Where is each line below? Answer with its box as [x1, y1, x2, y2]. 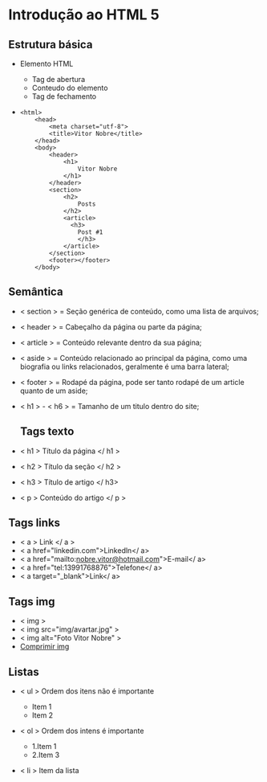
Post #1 [77, 228, 103, 236]
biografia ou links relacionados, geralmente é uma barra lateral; [19, 362, 230, 371]
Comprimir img [19, 641, 70, 652]
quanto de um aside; [19, 386, 88, 395]
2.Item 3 [31, 750, 60, 760]
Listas [8, 665, 40, 678]
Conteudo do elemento [31, 83, 108, 92]
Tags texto [19, 424, 75, 439]
